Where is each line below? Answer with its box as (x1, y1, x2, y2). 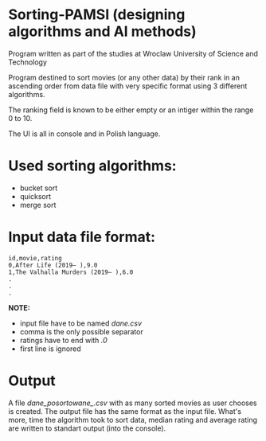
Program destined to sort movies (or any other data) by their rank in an (8, 72, 241, 82)
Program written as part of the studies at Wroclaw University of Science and (8, 49, 259, 58)
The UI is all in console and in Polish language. (8, 129, 161, 139)
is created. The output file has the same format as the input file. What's (8, 406, 241, 416)
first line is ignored (19, 344, 81, 353)
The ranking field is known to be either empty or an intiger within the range (8, 105, 254, 115)
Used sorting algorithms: (8, 157, 177, 175)
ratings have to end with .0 (19, 335, 108, 345)
